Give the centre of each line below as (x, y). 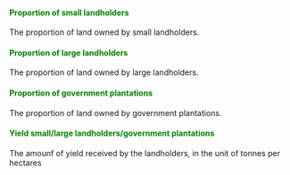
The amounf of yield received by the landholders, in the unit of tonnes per (145, 153)
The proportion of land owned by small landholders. (104, 32)
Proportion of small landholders (69, 12)
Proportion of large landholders (69, 53)
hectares (25, 162)
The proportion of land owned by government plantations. (116, 112)
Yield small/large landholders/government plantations (112, 133)
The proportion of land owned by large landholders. (104, 72)
